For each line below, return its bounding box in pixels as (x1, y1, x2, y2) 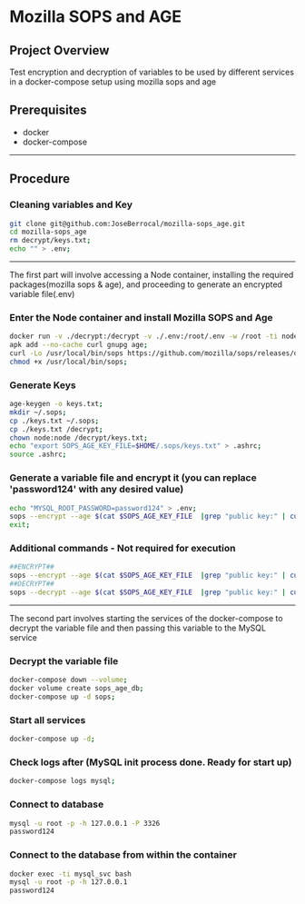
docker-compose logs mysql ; (9, 777, 116, 786)
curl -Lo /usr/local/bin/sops (9, 349, 124, 358)
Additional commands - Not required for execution (9, 542, 236, 555)
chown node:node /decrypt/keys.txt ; (9, 433, 148, 442)
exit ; (9, 521, 30, 530)
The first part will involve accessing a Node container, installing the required (9, 270, 294, 280)
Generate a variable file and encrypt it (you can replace (9, 472, 257, 484)
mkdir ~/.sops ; (9, 407, 67, 417)
